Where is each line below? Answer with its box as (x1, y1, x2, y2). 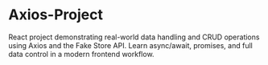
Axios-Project (8, 6, 103, 24)
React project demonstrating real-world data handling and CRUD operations (8, 32, 260, 42)
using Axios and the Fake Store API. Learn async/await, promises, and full (8, 40, 254, 50)
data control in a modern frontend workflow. (8, 49, 155, 59)
